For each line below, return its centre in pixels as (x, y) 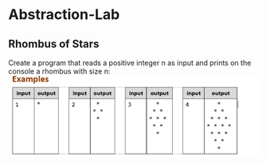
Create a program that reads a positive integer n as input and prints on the (130, 63)
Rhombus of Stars (54, 44)
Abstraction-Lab (64, 15)
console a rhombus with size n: (59, 71)
